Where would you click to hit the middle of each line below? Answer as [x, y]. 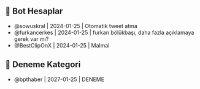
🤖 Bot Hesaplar [34, 11]
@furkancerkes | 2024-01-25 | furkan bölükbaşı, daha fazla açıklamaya [104, 32]
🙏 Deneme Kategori [43, 65]
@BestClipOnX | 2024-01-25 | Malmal [62, 45]
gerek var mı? [31, 39]
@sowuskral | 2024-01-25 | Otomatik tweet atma [76, 26]
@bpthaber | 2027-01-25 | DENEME [59, 79]
